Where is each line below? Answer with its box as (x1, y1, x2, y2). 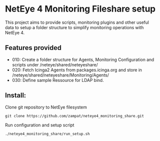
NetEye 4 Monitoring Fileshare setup (5, 3, 156, 15)
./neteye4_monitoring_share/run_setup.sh (5, 131, 90, 136)
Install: (5, 91, 27, 100)
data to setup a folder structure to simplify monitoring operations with (5, 24, 144, 30)
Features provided (5, 44, 62, 52)
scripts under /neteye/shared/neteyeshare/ (12, 62, 98, 67)
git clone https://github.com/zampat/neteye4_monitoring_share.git (5, 113, 144, 118)
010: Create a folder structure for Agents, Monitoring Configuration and (12, 57, 154, 63)
